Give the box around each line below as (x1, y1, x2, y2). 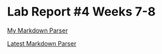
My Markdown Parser (7, 26, 69, 34)
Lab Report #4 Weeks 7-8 (7, 4, 156, 20)
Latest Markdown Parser (7, 39, 77, 47)
